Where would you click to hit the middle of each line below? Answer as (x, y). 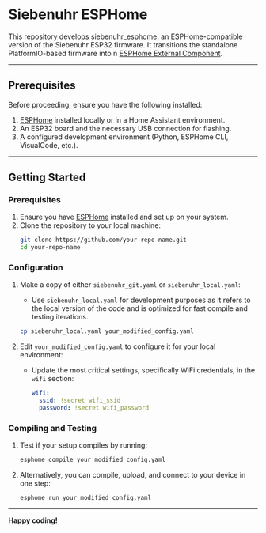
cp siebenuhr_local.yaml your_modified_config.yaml (106, 331)
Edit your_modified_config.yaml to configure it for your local (118, 346)
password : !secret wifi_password (93, 408)
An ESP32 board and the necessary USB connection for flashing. (125, 128)
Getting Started (47, 178)
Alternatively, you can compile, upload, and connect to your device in (133, 475)
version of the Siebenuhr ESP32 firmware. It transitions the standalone (123, 44)
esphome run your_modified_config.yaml (85, 498)
